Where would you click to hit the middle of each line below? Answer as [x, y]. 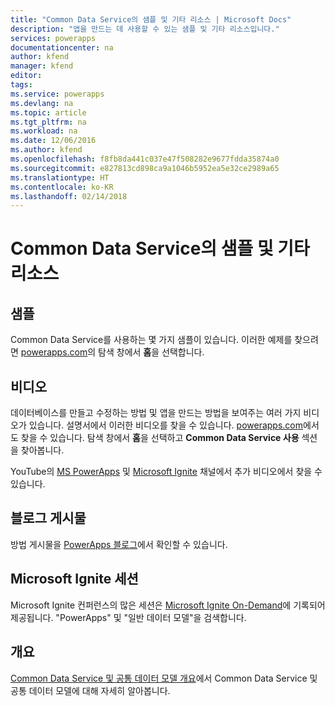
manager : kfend [42, 66]
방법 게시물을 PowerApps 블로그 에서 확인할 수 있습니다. [119, 544]
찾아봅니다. [42, 450]
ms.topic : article [48, 112]
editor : [26, 76]
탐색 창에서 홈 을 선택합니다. [151, 352]
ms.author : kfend [46, 150]
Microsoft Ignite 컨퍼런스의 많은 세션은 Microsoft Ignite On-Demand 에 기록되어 [168, 605]
